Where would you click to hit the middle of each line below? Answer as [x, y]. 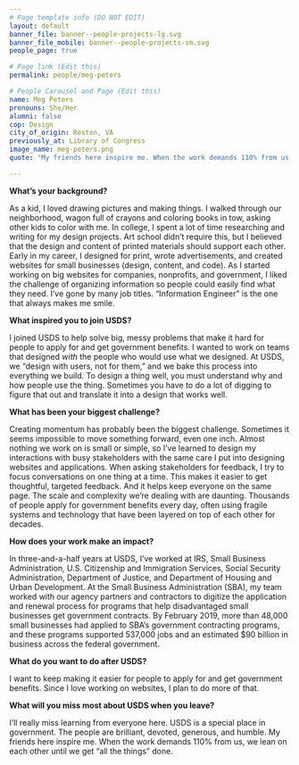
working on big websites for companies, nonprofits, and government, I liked [148, 274]
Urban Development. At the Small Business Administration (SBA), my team [146, 586]
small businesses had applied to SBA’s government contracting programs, [145, 625]
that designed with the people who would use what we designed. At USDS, [147, 356]
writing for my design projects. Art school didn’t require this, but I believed [146, 237]
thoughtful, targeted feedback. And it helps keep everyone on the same [141, 486]
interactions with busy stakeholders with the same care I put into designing [147, 457]
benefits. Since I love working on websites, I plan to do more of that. [134, 687]
